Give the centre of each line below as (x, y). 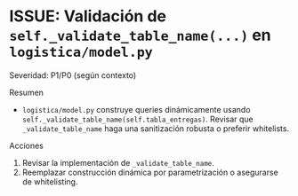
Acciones (27, 145)
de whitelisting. (50, 181)
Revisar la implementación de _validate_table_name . (118, 162)
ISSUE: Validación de (88, 16)
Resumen (27, 92)
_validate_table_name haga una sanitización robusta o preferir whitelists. (156, 128)
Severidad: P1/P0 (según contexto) (73, 75)
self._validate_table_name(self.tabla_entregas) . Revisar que (137, 119)
